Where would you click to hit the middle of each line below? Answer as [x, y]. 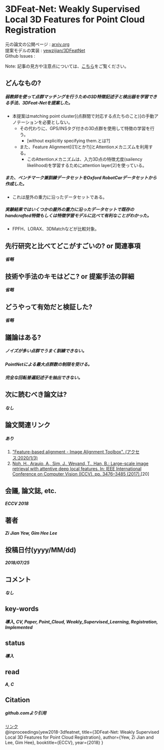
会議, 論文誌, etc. [31, 491]
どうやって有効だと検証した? [49, 307]
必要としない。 [57, 122]
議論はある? [23, 337]
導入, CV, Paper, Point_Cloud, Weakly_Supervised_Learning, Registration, [82, 622]
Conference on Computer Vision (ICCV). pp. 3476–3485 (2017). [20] [81, 474]
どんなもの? [23, 83]
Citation [18, 700]
